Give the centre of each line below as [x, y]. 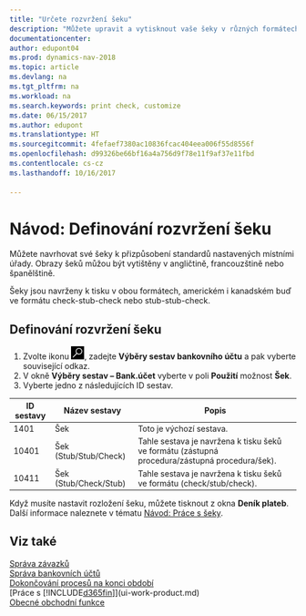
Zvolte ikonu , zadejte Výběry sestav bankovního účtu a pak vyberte [159, 356]
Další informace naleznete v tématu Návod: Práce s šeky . [116, 513]
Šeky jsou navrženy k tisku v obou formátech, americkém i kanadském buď [150, 291]
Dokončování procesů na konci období [82, 582]
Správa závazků [40, 563]
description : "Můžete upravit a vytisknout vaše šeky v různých [134, 29]
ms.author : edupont [46, 125]
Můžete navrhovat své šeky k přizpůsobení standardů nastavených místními [152, 254]
